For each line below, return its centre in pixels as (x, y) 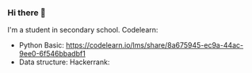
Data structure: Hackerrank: (64, 62)
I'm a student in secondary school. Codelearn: (83, 30)
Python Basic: (42, 45)
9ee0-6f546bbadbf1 (52, 54)
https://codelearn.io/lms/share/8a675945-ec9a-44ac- (155, 45)
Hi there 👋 (27, 13)
